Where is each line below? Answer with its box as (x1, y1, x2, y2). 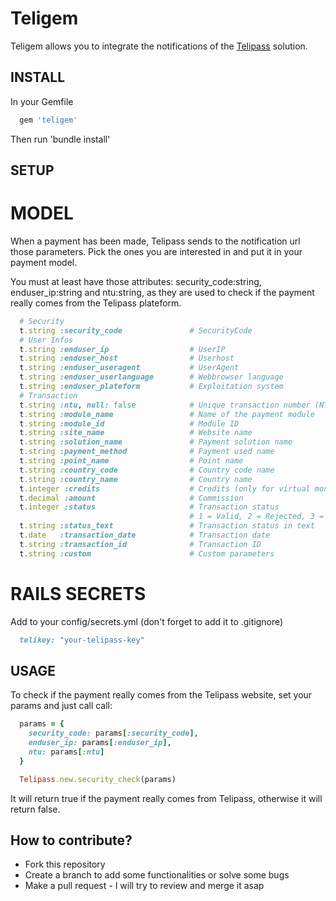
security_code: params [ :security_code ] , (28, 728, 199, 739)
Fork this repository (24, 858, 106, 871)
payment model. (10, 256, 78, 268)
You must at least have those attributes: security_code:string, (10, 275, 262, 287)
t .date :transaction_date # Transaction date (19, 530, 271, 541)
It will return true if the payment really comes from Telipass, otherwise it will (10, 792, 323, 804)
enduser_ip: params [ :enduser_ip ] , (28, 738, 172, 748)
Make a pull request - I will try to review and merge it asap (24, 880, 265, 892)
